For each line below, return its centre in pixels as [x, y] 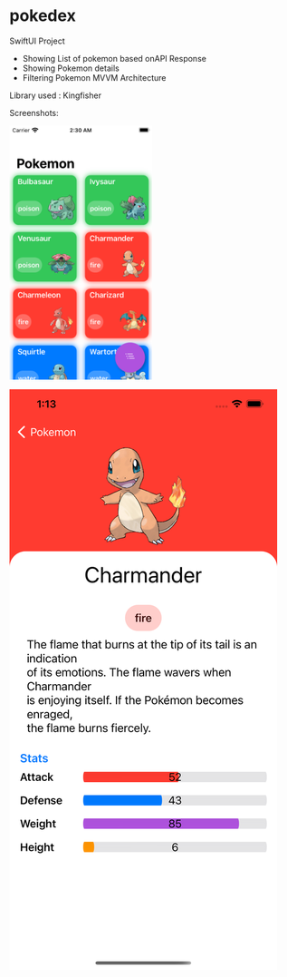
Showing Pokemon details [71, 68]
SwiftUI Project [37, 41]
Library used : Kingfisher [56, 95]
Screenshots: [34, 112]
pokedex [43, 16]
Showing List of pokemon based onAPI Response [114, 58]
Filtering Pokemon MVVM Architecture [94, 77]
